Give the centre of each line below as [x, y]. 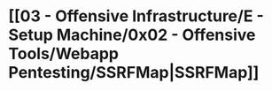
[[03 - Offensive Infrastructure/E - [136, 16]
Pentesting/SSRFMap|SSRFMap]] [134, 73]
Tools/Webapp [64, 54]
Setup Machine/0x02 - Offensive [132, 35]
